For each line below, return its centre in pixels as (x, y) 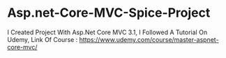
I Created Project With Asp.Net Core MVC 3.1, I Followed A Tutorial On (107, 32)
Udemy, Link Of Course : (43, 39)
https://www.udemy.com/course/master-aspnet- (149, 39)
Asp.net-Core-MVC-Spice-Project (109, 13)
